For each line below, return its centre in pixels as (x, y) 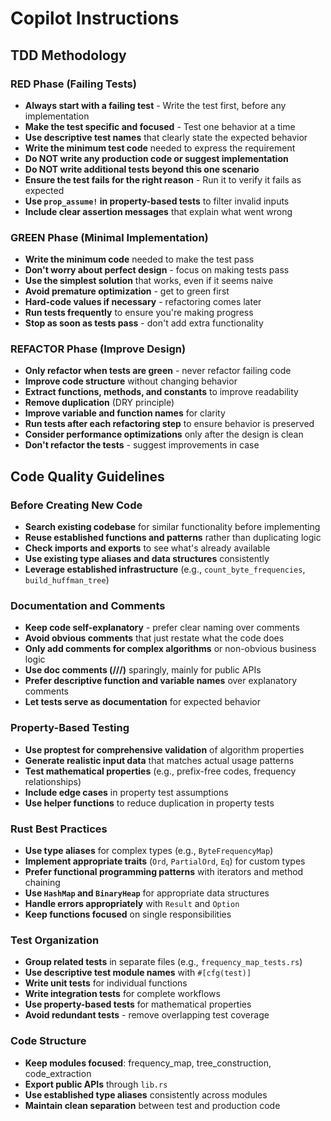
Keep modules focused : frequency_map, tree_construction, (148, 1063)
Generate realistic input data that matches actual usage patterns (159, 760)
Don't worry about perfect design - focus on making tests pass (157, 270)
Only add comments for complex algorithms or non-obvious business (170, 649)
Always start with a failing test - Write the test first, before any (155, 105)
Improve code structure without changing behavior (131, 381)
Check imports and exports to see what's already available (147, 548)
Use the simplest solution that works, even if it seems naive (149, 281)
